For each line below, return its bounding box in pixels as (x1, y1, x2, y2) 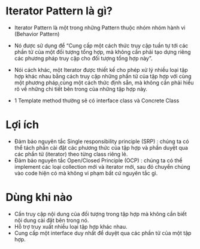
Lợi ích (5, 118, 40, 132)
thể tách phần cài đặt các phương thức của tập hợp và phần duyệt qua (14, 144, 188, 151)
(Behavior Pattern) (14, 30, 60, 37)
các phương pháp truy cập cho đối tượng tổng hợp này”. (14, 54, 153, 62)
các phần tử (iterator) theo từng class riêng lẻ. (14, 150, 128, 157)
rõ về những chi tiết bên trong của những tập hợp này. (14, 85, 148, 92)
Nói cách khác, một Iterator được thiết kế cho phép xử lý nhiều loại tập (14, 66, 188, 73)
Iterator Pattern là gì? (5, 4, 113, 18)
